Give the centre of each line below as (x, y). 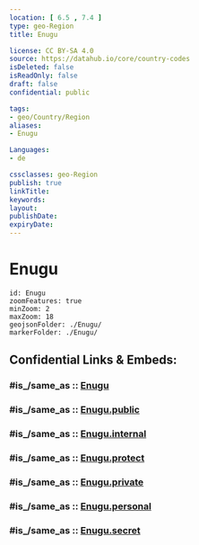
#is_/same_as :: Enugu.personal (81, 506)
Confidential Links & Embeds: (93, 360)
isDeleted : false (42, 67)
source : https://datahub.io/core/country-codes (100, 59)
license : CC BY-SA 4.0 (52, 50)
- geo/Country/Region (50, 117)
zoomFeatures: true (46, 301)
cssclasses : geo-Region (54, 174)
